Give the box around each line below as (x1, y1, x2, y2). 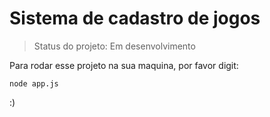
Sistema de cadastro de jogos (9, 7, 261, 30)
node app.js (9, 78, 59, 89)
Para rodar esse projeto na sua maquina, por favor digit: (9, 59, 239, 71)
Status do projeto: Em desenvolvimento (33, 40, 196, 52)
